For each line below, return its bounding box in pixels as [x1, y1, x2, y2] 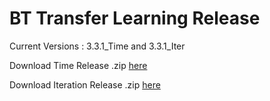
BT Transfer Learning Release [9, 7, 261, 30]
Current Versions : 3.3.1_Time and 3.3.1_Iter [9, 40, 186, 52]
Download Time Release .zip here [9, 59, 148, 71]
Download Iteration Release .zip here [9, 78, 161, 91]
